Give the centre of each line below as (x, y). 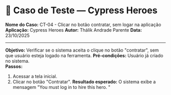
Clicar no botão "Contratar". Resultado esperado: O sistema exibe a (84, 82)
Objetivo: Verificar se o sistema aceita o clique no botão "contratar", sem (82, 50)
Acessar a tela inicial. (35, 76)
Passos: (14, 66)
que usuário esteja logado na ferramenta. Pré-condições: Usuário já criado (84, 55)
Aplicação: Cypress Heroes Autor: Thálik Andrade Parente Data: (74, 30)
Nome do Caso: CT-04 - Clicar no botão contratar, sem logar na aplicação (83, 25)
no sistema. (17, 61)
